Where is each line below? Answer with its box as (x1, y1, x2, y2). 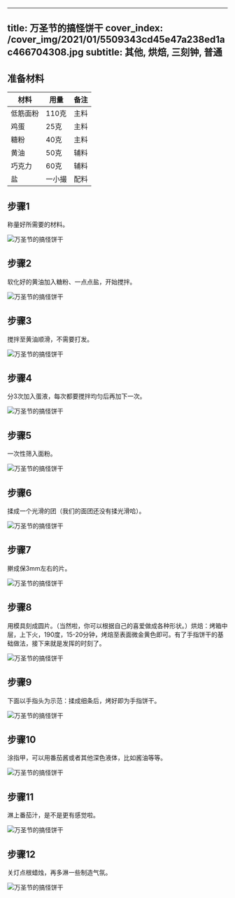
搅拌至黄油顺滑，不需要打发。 (7, 334, 93, 343)
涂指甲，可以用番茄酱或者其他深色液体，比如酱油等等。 (7, 754, 166, 762)
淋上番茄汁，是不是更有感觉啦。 (7, 811, 99, 819)
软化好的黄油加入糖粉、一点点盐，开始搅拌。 (7, 278, 136, 286)
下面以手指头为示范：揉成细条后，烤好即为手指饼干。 (7, 696, 161, 705)
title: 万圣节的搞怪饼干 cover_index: (7, 22, 164, 34)
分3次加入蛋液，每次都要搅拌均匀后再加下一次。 (7, 392, 146, 400)
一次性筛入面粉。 (7, 449, 57, 458)
